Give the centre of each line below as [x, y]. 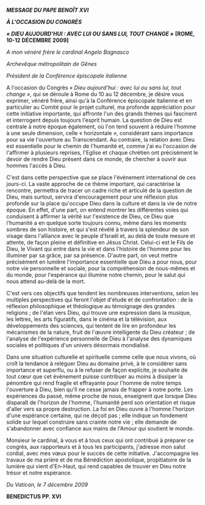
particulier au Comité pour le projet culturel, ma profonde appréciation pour [101, 107]
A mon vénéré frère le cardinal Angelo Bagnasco [68, 52]
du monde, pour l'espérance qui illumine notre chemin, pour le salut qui [96, 275]
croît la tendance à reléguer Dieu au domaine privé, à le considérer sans [97, 363]
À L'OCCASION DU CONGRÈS [44, 22]
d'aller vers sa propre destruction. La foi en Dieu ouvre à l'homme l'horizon [100, 409]
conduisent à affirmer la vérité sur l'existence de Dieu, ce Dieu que [90, 216]
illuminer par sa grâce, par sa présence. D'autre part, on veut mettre [92, 255]
